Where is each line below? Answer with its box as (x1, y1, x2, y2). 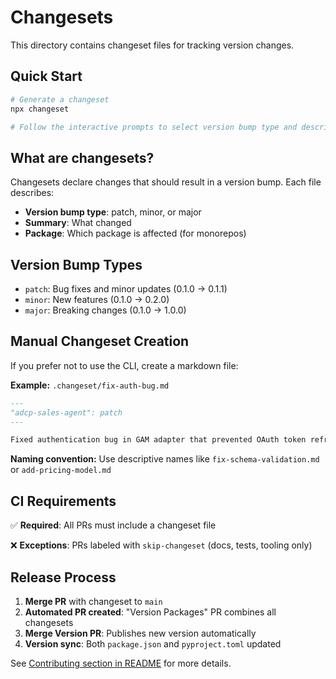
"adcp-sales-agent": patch (10, 407, 123, 418)
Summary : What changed (24, 217, 132, 229)
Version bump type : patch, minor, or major (24, 206, 202, 218)
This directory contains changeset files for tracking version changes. (10, 39, 295, 51)
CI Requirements (10, 492, 117, 510)
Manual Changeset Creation (10, 333, 190, 350)
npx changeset (10, 104, 70, 114)
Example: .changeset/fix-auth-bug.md (10, 379, 170, 391)
